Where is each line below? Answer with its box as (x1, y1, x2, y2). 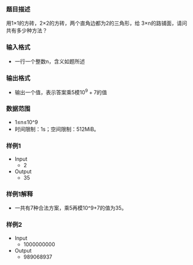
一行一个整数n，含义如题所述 (14, 58, 85, 65)
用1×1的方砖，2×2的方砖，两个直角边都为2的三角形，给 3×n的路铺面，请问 (6, 19, 187, 27)
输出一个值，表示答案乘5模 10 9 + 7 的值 (14, 87, 108, 95)
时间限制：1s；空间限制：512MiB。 (14, 125, 99, 132)
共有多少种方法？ (6, 27, 48, 34)
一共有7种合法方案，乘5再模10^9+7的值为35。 (14, 204, 127, 211)
